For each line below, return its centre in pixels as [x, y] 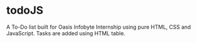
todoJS [25, 10]
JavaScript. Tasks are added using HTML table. [66, 33]
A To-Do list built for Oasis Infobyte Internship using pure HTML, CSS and [99, 27]
